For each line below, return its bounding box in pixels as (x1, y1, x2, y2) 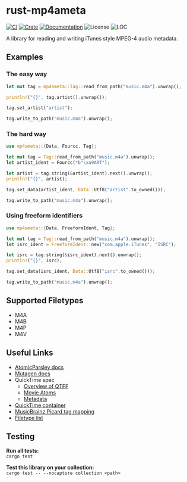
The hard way (6, 130, 46, 138)
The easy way (6, 70, 47, 78)
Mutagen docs (14, 370, 50, 377)
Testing (6, 431, 35, 441)
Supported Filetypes (6, 296, 84, 306)
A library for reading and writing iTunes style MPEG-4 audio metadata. (6, 35, 178, 42)
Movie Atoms (23, 388, 56, 396)
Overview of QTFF (23, 383, 69, 390)
